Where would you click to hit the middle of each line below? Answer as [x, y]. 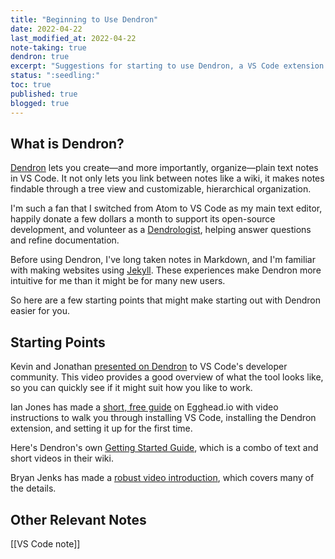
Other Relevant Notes [78, 519]
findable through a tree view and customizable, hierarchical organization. [161, 189]
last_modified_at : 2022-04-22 [73, 38]
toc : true [31, 85]
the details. [33, 488]
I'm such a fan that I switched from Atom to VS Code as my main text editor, [166, 208]
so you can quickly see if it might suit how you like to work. [131, 388]
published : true [44, 94]
